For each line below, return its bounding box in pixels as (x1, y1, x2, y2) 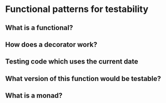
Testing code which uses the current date (5, 57, 138, 66)
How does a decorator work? (5, 40, 98, 48)
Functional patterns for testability (5, 3, 148, 15)
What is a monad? (5, 91, 63, 100)
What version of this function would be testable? (5, 74, 161, 83)
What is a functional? (5, 23, 73, 32)
